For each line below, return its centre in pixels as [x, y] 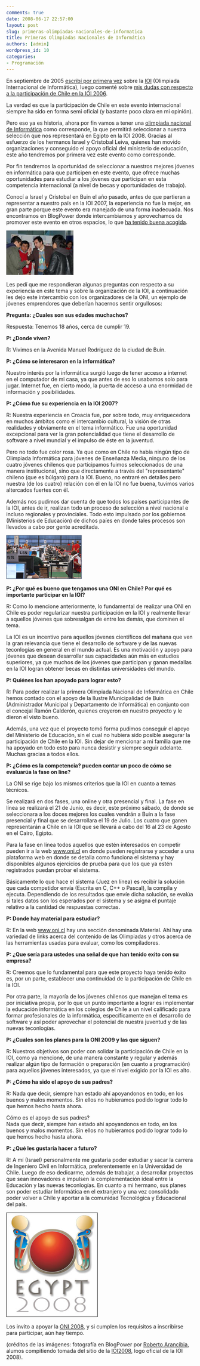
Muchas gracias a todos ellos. [43, 754]
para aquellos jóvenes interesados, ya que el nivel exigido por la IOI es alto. [99, 1070]
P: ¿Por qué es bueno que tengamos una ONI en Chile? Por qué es [89, 588]
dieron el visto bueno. [33, 717]
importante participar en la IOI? [46, 594]
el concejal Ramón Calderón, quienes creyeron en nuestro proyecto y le [94, 711]
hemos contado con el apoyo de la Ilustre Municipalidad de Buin [85, 698]
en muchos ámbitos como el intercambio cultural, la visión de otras [89, 421]
